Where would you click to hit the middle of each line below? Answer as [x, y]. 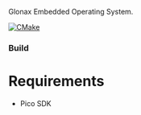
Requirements [56, 82]
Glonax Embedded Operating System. [71, 12]
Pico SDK [35, 103]
